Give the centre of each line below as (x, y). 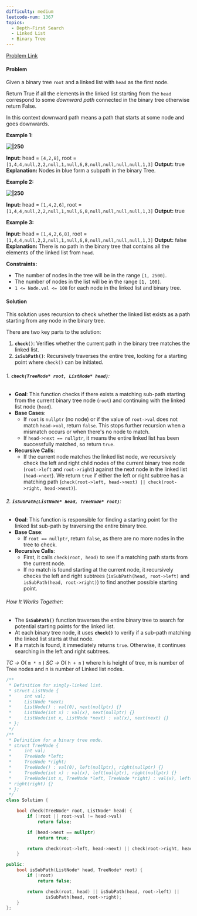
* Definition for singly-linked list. (56, 685)
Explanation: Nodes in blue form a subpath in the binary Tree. (81, 171)
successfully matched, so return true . (69, 444)
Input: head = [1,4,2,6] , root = (44, 205)
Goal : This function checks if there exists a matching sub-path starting (100, 394)
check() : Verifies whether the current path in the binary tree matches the (102, 343)
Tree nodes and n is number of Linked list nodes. (65, 669)
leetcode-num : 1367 (30, 17)
